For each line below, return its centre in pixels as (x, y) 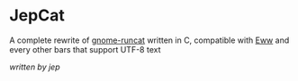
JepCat (37, 16)
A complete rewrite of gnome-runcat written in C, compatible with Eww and (149, 40)
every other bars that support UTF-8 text (85, 49)
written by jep (35, 67)
